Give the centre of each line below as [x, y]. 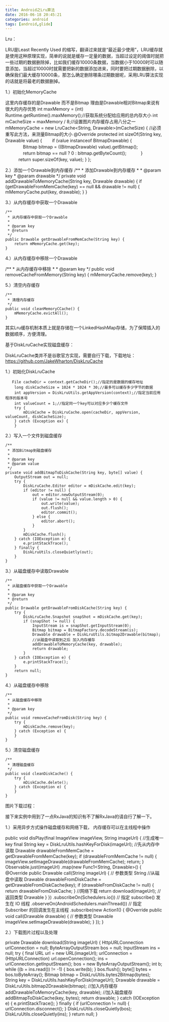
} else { [41, 517]
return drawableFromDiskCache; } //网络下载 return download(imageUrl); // [83, 891]
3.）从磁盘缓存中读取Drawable [37, 571]
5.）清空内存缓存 [23, 285]
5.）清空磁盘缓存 [23, 750]
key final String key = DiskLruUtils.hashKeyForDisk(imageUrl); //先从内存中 [82, 844]
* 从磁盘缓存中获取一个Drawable [37, 586]
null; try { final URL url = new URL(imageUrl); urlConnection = [69, 953]
